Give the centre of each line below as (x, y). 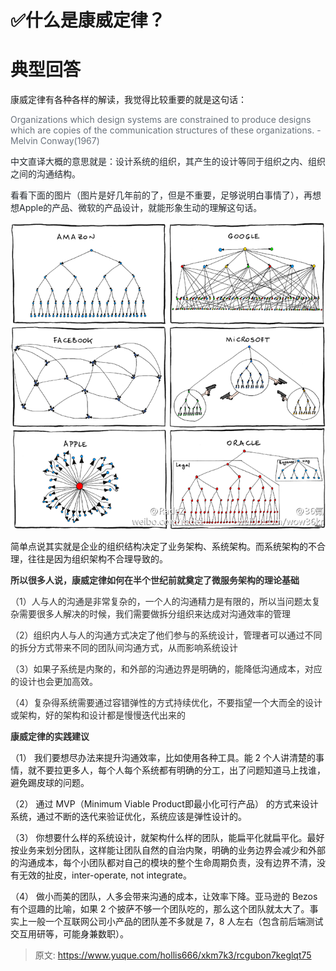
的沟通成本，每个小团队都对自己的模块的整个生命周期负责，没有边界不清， (163, 863)
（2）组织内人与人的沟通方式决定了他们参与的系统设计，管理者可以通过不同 (166, 635)
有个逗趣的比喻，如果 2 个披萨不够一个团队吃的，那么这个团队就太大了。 (160, 909)
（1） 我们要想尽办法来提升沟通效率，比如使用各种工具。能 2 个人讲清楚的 (163, 758)
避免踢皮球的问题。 (50, 783)
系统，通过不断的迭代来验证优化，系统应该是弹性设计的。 (128, 817)
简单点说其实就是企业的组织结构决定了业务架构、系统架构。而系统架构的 (159, 547)
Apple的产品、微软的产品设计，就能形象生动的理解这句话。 (140, 208)
